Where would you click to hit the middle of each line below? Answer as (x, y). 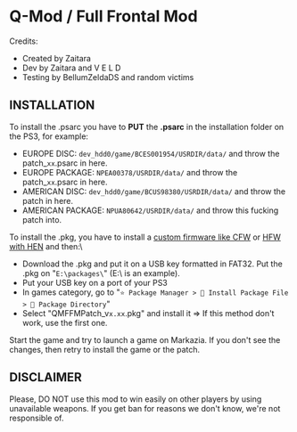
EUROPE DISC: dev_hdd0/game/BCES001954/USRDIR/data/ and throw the (151, 153)
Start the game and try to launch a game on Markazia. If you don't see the (145, 339)
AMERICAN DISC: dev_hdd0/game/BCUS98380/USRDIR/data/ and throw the (154, 191)
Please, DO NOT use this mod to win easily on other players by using (136, 399)
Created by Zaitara (57, 58)
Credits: (24, 41)
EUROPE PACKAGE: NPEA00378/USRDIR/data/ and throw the (130, 172)
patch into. (42, 219)
